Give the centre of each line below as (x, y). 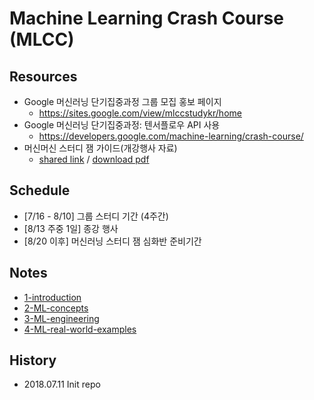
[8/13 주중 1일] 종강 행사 (71, 228)
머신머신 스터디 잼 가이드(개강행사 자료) (100, 148)
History (33, 360)
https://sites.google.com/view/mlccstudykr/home (140, 113)
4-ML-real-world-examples (80, 329)
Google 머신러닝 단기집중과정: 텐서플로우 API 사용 (122, 125)
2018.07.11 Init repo (62, 384)
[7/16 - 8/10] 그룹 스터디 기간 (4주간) (96, 216)
